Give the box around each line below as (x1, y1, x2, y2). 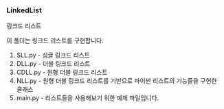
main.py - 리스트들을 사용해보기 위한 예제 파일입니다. (16, 94, 159, 102)
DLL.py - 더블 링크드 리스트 (16, 60, 91, 68)
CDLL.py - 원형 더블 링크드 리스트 (16, 68, 108, 77)
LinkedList (6, 5, 42, 15)
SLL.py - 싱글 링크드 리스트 (16, 51, 91, 60)
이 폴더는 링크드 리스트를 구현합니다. (6, 36, 104, 45)
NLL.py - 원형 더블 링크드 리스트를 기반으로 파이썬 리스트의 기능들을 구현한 (16, 77, 217, 85)
